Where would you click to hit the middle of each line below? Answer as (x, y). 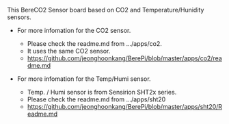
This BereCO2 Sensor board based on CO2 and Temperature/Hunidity (106, 10)
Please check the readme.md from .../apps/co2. (94, 44)
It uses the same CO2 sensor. (69, 51)
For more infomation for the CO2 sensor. (74, 30)
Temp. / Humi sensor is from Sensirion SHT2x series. (102, 92)
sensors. (19, 17)
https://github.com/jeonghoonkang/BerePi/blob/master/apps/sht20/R (125, 107)
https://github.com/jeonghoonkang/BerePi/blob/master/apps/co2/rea (124, 58)
